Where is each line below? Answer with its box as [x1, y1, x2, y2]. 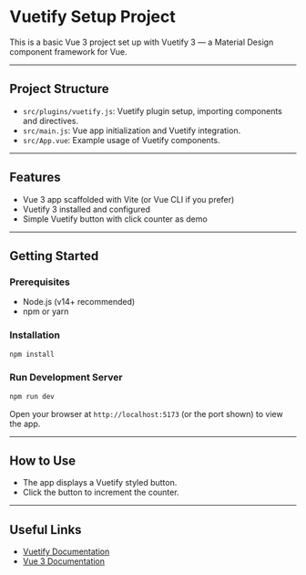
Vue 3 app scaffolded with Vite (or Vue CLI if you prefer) [22, 193, 235, 204]
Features [9, 170, 61, 185]
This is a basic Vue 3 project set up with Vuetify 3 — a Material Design [9, 37, 274, 47]
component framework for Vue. [9, 46, 127, 57]
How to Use [9, 453, 76, 468]
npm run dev [9, 392, 55, 401]
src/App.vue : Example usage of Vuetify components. [22, 134, 220, 145]
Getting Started [9, 248, 99, 264]
